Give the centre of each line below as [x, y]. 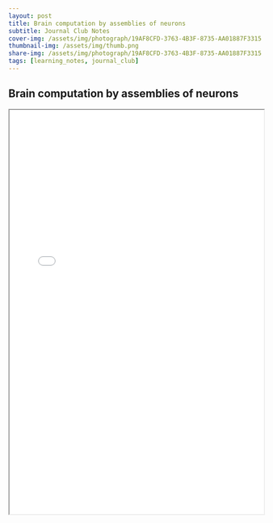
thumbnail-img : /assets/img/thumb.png [73, 46]
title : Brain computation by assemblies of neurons [97, 23]
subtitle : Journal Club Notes [59, 31]
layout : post [30, 16]
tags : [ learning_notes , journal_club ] [73, 61]
